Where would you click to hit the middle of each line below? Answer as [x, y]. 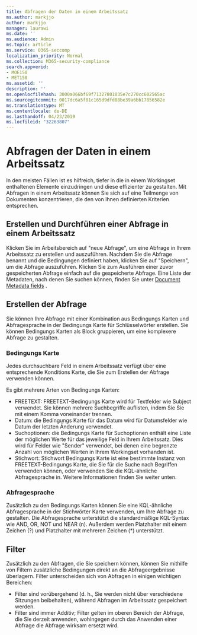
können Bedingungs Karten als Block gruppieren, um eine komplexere [91, 331]
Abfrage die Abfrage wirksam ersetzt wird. [67, 626]
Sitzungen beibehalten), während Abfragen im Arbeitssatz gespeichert [101, 601]
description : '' [26, 89]
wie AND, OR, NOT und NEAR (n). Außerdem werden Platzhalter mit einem [96, 524]
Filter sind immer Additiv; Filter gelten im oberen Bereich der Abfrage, [99, 613]
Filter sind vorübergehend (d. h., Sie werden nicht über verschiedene [99, 594]
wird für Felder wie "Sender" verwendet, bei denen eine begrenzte [96, 445]
